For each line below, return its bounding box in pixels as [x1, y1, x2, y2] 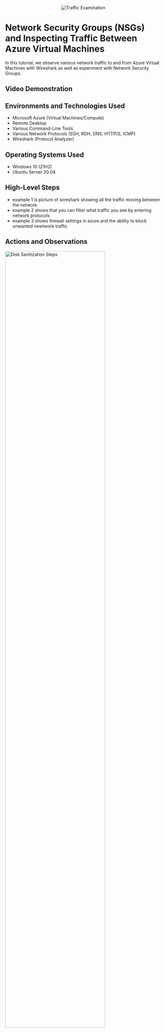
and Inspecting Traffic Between [5, 33, 138, 44]
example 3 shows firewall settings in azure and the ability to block [12, 218, 147, 224]
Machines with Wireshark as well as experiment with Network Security [5, 65, 150, 71]
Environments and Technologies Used [5, 102, 125, 110]
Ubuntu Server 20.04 [12, 169, 56, 175]
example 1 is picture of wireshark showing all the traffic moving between [12, 197, 160, 203]
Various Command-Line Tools [12, 125, 73, 131]
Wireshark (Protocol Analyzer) [12, 136, 74, 142]
